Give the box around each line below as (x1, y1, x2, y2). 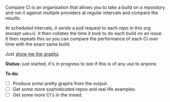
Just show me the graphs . (5, 51, 60, 57)
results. (5, 15, 21, 21)
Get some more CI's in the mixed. (12, 92, 83, 98)
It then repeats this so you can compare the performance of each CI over (5, 36, 159, 42)
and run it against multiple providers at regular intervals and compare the (5, 10, 158, 16)
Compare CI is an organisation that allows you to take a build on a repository (5, 5, 165, 10)
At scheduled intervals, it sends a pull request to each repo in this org (5, 25, 151, 31)
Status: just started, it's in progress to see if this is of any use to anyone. (5, 61, 158, 66)
